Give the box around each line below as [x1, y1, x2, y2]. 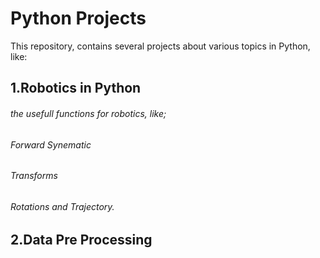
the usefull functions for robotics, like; [10, 107, 167, 119]
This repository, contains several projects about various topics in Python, [10, 40, 311, 52]
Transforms [10, 170, 58, 182]
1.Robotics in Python [10, 80, 142, 97]
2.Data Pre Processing [10, 232, 153, 249]
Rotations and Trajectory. [10, 200, 115, 212]
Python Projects [10, 7, 147, 30]
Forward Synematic [10, 138, 92, 151]
